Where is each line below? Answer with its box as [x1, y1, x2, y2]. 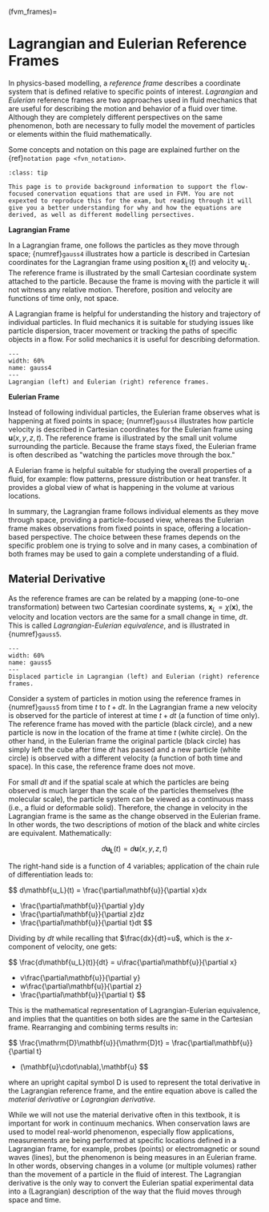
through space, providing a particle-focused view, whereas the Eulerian [8, 515, 244, 524]
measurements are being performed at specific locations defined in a [8, 1136, 237, 1146]
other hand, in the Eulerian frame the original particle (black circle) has [8, 736, 241, 746]
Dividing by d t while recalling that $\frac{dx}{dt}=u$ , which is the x [8, 933, 230, 943]
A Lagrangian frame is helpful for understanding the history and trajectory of [8, 308, 261, 319]
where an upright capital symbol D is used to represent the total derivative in [8, 1078, 261, 1087]
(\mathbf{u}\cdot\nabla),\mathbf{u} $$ [19, 1062, 149, 1072]
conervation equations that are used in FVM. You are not [37, 190, 235, 198]
